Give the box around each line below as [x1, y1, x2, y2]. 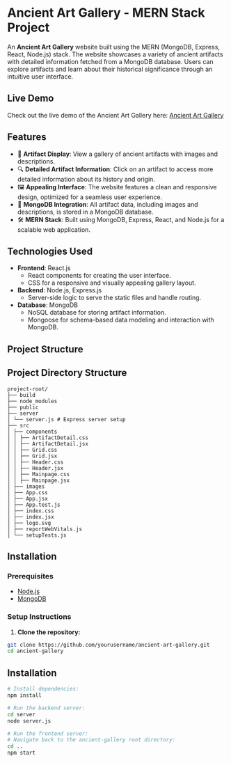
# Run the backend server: [7, 705, 86, 711]
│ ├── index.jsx [7, 513, 54, 520]
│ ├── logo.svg [7, 519, 51, 526]
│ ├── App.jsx [7, 495, 49, 502]
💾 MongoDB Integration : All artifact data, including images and [17, 200, 198, 208]
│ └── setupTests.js [7, 531, 67, 539]
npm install [7, 692, 42, 699]
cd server [7, 711, 36, 718]
